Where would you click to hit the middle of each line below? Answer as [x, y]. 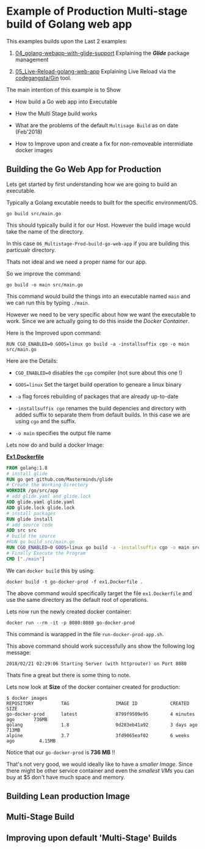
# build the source [31, 536]
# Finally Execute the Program [46, 553]
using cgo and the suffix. [46, 421]
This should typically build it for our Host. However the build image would [99, 225]
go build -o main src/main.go [45, 285]
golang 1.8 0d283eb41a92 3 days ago [102, 725]
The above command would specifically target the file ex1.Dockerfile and [99, 593]
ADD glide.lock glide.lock [41, 508]
